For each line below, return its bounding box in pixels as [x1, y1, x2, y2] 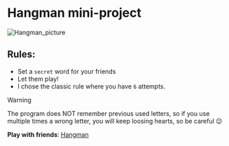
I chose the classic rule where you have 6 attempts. [17, 82, 166, 91]
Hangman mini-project [7, 5, 141, 21]
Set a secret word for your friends [17, 67, 116, 75]
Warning [7, 95, 32, 104]
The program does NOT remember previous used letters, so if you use [7, 109, 210, 117]
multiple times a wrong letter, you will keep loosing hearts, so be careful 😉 [7, 117, 223, 125]
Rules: [7, 48, 36, 60]
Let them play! [17, 74, 60, 83]
